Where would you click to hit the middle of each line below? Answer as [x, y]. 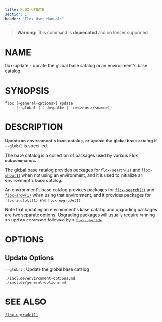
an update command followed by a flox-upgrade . [54, 220]
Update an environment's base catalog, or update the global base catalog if [81, 141]
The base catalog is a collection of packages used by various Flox [71, 155]
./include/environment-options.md [40, 279]
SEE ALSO [26, 302]
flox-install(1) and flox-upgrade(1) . [43, 200]
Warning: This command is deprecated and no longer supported [82, 33]
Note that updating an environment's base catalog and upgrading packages [81, 210]
